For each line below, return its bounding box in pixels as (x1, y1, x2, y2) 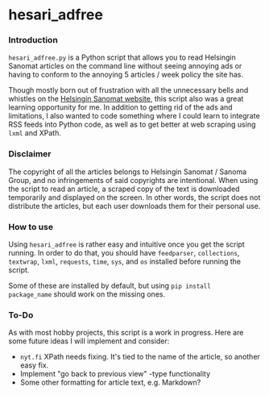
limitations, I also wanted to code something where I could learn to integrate (8, 111, 260, 121)
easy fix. (19, 360, 49, 370)
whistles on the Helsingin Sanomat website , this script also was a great (8, 94, 244, 104)
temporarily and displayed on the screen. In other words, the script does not (8, 192, 261, 202)
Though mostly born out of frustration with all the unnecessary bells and (8, 85, 249, 95)
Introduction (8, 35, 58, 46)
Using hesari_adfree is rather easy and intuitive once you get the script (8, 239, 246, 249)
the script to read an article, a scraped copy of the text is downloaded (8, 184, 240, 193)
